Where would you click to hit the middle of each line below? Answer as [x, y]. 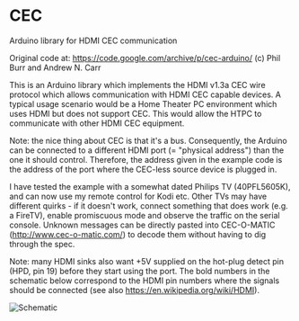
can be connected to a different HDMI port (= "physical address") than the [147, 150]
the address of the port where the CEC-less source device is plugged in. [143, 169]
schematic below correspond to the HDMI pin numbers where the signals [145, 281]
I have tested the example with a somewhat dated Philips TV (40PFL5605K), [150, 186]
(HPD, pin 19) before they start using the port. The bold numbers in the [140, 271]
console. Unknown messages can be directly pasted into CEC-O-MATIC [142, 225]
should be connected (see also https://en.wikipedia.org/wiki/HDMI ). [135, 290]
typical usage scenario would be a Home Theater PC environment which [143, 103]
